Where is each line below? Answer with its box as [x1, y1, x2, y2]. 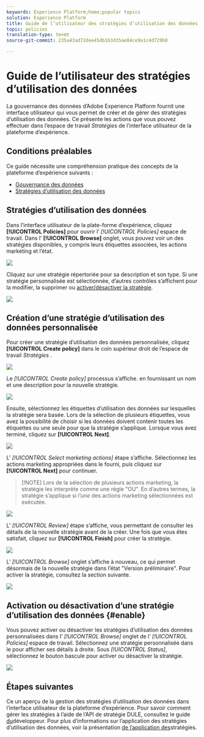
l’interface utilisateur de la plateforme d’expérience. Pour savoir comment [6, 705, 191, 711]
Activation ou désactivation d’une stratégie [6, 600, 175, 611]
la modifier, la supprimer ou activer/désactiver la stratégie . [6, 283, 153, 291]
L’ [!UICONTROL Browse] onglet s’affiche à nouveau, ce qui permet [6, 558, 175, 566]
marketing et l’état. [6, 247, 54, 255]
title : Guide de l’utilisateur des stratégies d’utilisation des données [6, 20, 199, 26]
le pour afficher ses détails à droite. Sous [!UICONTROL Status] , [6, 646, 167, 653]
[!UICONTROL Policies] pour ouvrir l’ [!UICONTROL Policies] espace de [6, 228, 187, 235]
